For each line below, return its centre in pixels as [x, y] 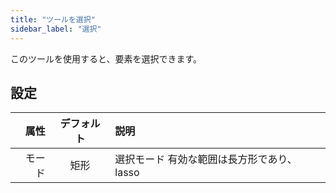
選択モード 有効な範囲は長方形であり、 [206, 159]
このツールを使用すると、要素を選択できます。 [106, 58]
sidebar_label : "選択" [56, 29]
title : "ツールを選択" [53, 19]
